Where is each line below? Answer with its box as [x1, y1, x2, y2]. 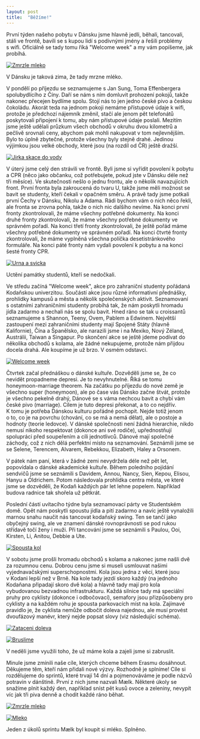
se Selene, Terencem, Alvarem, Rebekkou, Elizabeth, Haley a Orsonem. [6, 445, 181, 452]
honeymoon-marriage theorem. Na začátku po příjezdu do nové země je [6, 382, 184, 389]
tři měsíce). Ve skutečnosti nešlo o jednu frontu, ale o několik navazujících [6, 178, 189, 185]
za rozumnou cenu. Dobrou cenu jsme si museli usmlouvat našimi [6, 562, 168, 569]
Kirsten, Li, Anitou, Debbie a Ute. [6, 532, 87, 539]
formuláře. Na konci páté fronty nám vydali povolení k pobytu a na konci [6, 241, 183, 248]
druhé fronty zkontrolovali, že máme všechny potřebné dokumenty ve [6, 216, 178, 223]
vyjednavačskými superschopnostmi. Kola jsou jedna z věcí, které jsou [6, 568, 180, 575]
